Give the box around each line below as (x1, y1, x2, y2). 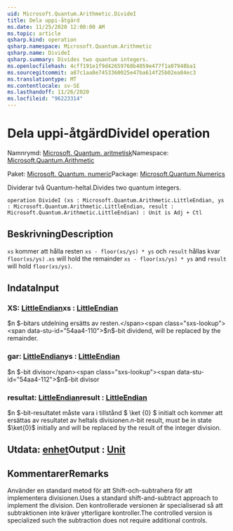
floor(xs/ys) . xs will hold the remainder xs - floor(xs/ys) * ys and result (7, 254, 227, 263)
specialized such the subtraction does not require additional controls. (7, 516, 208, 525)
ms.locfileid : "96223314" (7, 96, 83, 103)
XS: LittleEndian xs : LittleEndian (7, 303, 119, 313)
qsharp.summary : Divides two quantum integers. (7, 56, 149, 63)
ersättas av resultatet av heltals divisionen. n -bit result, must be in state (7, 416, 212, 425)
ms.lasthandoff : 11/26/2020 (7, 88, 90, 96)
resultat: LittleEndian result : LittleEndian (7, 393, 147, 402)
